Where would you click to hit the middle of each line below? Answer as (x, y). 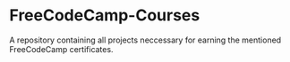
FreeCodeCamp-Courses (105, 15)
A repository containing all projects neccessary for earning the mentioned (145, 40)
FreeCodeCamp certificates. (61, 49)
